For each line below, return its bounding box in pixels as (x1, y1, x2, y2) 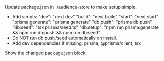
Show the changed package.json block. (5, 50, 87, 56)
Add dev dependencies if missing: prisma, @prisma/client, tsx (12, 40, 141, 46)
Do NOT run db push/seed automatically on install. (12, 35, 117, 41)
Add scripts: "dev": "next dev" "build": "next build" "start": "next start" (12, 14, 159, 19)
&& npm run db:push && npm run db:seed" (12, 30, 100, 35)
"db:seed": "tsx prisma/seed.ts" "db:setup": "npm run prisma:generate (12, 24, 159, 30)
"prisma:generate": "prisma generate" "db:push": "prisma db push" (12, 19, 152, 25)
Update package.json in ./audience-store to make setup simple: (5, 4, 137, 10)
